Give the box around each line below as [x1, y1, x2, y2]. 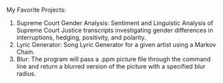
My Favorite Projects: [6, 6, 66, 14]
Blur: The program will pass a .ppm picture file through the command [16, 55, 211, 63]
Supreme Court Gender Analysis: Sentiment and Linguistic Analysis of [16, 19, 213, 27]
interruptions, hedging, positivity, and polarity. [16, 33, 146, 41]
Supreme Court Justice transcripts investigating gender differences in [16, 27, 213, 34]
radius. [16, 69, 36, 78]
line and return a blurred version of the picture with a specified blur [16, 63, 206, 70]
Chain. [16, 48, 35, 56]
